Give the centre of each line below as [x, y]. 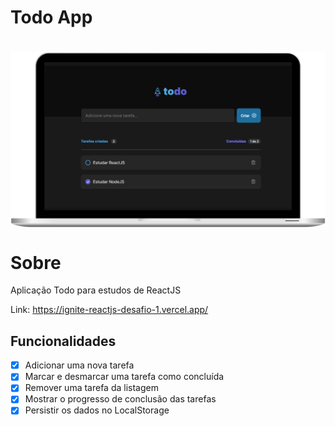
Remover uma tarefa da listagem [91, 388]
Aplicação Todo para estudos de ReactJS [96, 290]
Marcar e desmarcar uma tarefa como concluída [124, 377]
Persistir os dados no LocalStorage [97, 410]
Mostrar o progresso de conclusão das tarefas [120, 399]
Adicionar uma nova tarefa [79, 365]
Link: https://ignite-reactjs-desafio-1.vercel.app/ [109, 310]
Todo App [51, 17]
